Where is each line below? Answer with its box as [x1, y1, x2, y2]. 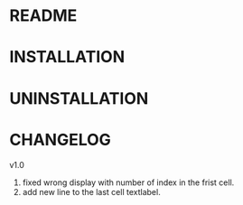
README [9, 5, 78, 26]
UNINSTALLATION [9, 88, 149, 108]
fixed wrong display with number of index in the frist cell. [22, 177, 235, 188]
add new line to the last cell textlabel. [22, 186, 161, 197]
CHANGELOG [9, 129, 111, 150]
